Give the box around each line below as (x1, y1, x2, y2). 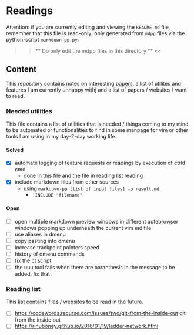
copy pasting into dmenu (14, 237, 75, 244)
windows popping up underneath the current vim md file (14, 224, 152, 231)
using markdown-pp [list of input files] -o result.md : (23, 185, 161, 192)
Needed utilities (6, 107, 53, 115)
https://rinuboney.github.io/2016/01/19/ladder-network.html (14, 323, 159, 330)
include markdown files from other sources (14, 178, 119, 185)
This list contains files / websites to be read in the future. (6, 298, 144, 306)
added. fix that (14, 270, 50, 278)
